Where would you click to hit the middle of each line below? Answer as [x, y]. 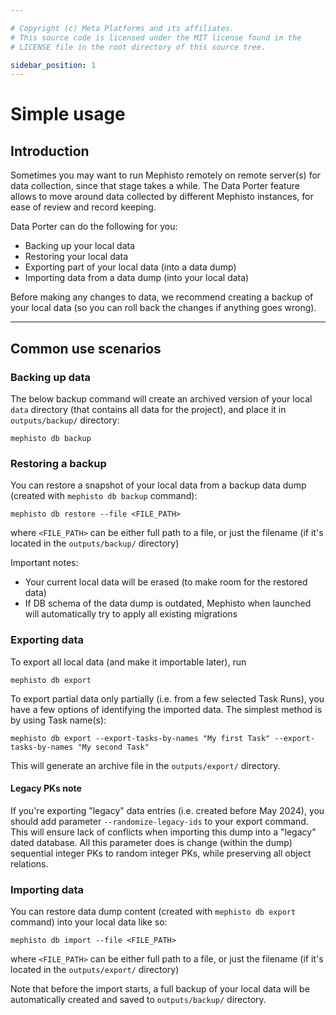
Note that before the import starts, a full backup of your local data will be [160, 989]
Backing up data [51, 377]
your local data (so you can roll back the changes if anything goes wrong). [163, 308]
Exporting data [47, 640]
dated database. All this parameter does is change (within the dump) [151, 842]
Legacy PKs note [46, 788]
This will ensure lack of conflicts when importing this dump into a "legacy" [163, 832]
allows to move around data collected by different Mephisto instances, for [162, 197]
